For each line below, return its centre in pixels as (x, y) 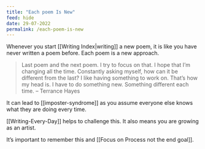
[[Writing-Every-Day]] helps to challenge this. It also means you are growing (103, 121)
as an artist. (21, 128)
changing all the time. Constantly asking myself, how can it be (99, 72)
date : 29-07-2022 (29, 23)
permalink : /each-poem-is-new (45, 29)
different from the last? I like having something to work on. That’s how (110, 78)
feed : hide (20, 18)
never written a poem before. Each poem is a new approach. (83, 53)
